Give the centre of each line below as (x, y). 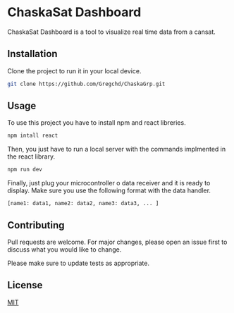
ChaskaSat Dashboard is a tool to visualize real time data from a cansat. (112, 32)
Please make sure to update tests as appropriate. (79, 263)
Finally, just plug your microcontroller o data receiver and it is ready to (109, 183)
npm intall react (33, 136)
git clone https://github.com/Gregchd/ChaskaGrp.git (86, 84)
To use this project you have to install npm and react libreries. (97, 123)
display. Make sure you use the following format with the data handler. (109, 190)
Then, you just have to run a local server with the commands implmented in (117, 149)
